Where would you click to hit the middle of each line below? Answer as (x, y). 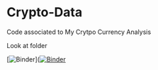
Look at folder (27, 45)
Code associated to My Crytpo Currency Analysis (79, 32)
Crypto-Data (45, 12)
